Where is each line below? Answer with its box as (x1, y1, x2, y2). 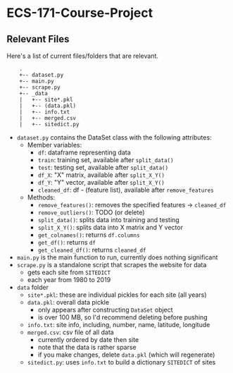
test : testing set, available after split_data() (37, 164, 169, 171)
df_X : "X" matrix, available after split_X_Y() (37, 171, 165, 179)
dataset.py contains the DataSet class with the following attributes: (16, 133, 212, 142)
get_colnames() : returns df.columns (37, 231, 140, 239)
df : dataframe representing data (37, 148, 131, 157)
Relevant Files (6, 33, 70, 45)
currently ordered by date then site (37, 336, 139, 343)
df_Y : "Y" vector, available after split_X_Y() (37, 178, 165, 186)
